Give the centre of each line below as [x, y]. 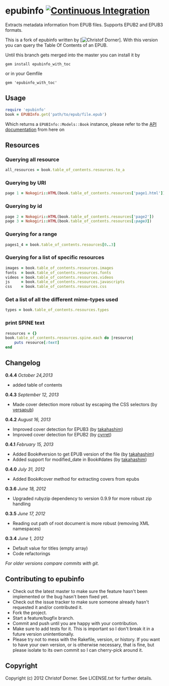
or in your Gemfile [24, 73]
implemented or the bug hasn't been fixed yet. [60, 596]
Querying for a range [31, 234]
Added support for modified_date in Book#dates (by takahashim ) [80, 459]
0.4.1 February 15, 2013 [29, 444]
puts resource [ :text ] [37, 343]
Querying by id [24, 206]
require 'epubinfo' [26, 110]
